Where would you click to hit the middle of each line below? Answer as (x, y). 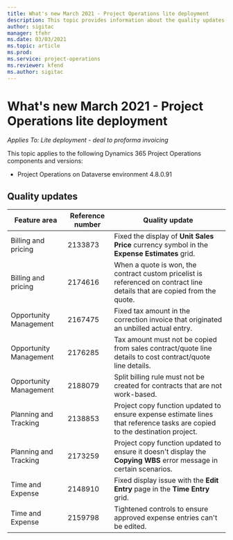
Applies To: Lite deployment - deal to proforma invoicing (88, 140)
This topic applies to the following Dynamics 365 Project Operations (104, 154)
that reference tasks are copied (165, 423)
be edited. (130, 527)
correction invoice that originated (168, 320)
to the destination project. (156, 432)
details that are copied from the (165, 291)
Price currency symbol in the (161, 245)
